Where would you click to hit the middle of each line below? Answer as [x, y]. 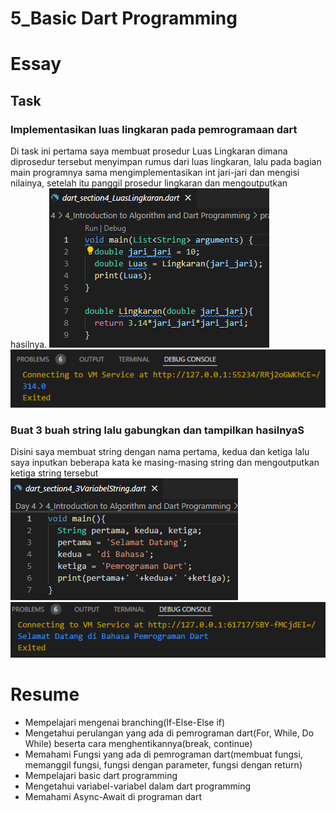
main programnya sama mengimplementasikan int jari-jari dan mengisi [155, 173]
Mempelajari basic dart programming [101, 776]
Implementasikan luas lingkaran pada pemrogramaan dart [154, 129]
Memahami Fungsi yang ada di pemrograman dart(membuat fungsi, [163, 754]
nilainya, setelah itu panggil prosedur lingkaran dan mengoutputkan [149, 183]
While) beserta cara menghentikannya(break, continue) [138, 744]
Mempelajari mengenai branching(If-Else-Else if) [125, 723]
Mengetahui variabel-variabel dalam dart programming [138, 786]
